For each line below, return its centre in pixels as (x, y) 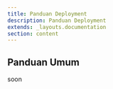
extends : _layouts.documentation (57, 27)
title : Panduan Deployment (47, 14)
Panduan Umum (43, 62)
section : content (33, 34)
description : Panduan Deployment (57, 20)
